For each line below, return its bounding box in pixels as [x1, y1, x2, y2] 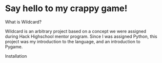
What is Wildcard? [5, 19, 42, 25]
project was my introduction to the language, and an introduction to [5, 38, 141, 44]
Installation [5, 53, 27, 59]
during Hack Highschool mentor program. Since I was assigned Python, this [5, 33, 158, 39]
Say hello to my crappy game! [5, 3, 128, 14]
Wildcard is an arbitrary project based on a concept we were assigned [5, 28, 146, 34]
